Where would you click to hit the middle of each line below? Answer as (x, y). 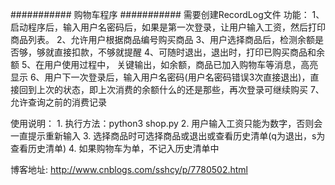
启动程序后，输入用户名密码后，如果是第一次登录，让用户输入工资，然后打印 (168, 27)
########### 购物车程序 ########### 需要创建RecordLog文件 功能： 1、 (167, 14)
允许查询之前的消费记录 (58, 102)
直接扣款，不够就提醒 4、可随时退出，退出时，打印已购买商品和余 (189, 52)
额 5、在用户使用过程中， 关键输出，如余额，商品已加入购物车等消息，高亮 (164, 64)
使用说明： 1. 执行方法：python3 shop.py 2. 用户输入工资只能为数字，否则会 (166, 123)
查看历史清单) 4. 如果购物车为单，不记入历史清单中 (115, 148)
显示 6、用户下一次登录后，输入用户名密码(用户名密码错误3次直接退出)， (160, 77)
